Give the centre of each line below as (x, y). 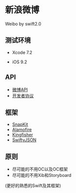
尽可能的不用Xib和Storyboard (42, 175)
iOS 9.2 (19, 62)
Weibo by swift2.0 (23, 24)
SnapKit (20, 124)
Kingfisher (22, 135)
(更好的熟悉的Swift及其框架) (33, 186)
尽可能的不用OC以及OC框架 (40, 169)
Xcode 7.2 (22, 52)
